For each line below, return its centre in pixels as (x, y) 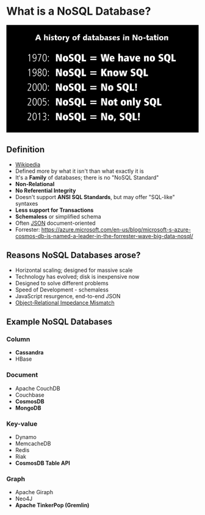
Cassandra (29, 353)
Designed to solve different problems (62, 283)
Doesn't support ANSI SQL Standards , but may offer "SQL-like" (95, 197)
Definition (25, 150)
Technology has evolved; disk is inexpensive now (77, 276)
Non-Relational (35, 184)
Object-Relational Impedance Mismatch (65, 303)
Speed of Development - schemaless (62, 290)
